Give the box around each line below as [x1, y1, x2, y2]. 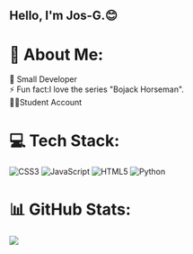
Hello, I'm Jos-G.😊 [9, 8, 118, 23]
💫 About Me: [9, 44, 104, 65]
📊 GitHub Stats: [9, 199, 132, 220]
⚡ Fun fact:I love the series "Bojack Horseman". [9, 84, 184, 95]
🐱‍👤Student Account [9, 97, 83, 108]
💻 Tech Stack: [9, 131, 120, 150]
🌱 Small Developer [9, 74, 78, 85]
